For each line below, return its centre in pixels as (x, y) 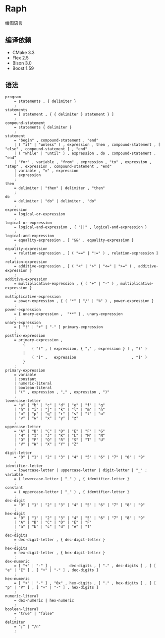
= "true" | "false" (34, 613)
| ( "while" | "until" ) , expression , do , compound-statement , (85, 153)
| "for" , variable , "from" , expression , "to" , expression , (83, 162)
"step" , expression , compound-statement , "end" (58, 166)
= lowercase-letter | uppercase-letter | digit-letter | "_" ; (81, 470)
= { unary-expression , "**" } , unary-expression (68, 314)
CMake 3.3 (23, 52)
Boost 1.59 (23, 68)
